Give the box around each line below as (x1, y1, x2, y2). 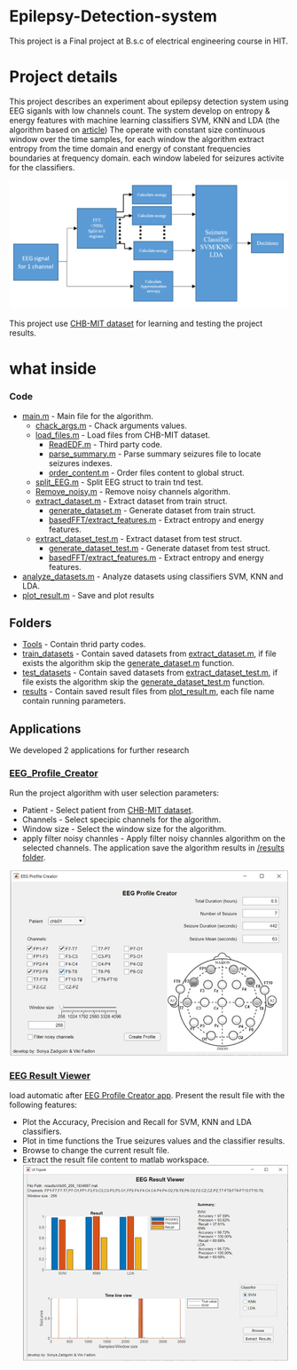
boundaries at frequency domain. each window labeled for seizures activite (9, 153, 285, 163)
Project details (9, 67, 118, 87)
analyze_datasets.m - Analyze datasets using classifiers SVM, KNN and (21, 571, 284, 582)
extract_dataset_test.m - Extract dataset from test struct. (35, 533, 242, 543)
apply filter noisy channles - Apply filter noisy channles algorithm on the (21, 833, 285, 843)
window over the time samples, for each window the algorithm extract (9, 133, 264, 144)
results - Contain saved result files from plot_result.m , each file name (21, 686, 275, 697)
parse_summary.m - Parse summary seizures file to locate (48, 448, 262, 459)
